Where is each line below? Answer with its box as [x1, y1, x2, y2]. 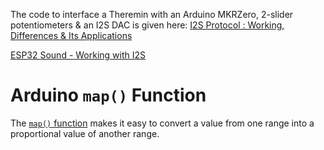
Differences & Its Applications [10, 30, 133, 41]
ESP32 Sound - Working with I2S [10, 49, 147, 61]
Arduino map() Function [10, 84, 207, 107]
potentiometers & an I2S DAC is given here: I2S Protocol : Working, [10, 19, 285, 31]
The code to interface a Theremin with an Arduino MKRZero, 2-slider [10, 9, 294, 20]
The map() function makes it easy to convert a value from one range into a [10, 117, 315, 129]
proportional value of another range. [10, 127, 160, 139]
